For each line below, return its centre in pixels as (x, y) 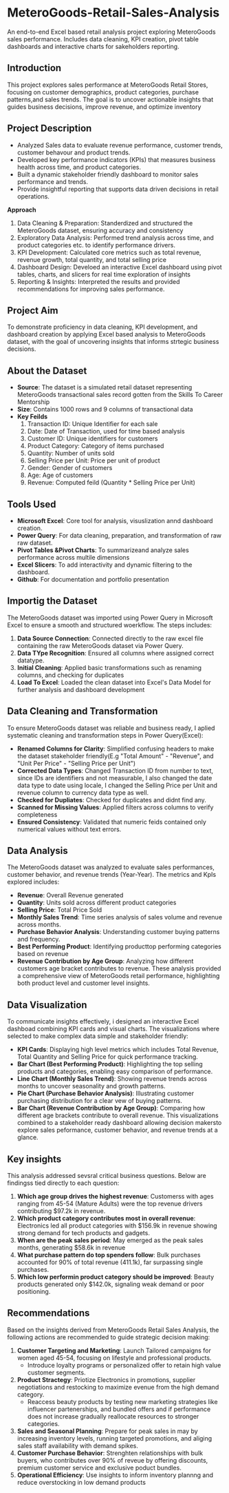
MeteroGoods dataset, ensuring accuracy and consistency (100, 230)
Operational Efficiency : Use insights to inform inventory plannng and (115, 1475)
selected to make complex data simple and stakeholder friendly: (98, 1036)
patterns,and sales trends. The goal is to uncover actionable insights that (110, 99)
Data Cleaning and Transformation (83, 711)
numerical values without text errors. (69, 829)
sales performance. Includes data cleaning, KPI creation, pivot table (103, 39)
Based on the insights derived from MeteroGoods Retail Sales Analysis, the (113, 1330)
